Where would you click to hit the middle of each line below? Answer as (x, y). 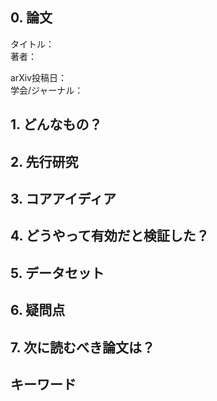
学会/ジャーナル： (47, 90)
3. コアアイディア (63, 198)
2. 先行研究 (44, 161)
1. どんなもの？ (56, 124)
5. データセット (57, 273)
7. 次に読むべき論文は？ (82, 347)
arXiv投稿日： (38, 77)
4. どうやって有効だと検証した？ (110, 236)
